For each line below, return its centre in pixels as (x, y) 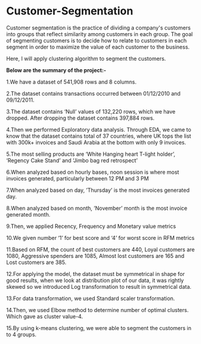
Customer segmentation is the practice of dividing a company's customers (98, 28)
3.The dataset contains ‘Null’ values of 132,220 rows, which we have (91, 111)
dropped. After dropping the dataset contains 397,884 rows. (80, 118)
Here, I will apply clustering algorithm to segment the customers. (86, 58)
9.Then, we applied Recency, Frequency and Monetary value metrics (91, 226)
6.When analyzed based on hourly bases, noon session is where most (93, 172)
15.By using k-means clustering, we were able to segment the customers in (99, 328)
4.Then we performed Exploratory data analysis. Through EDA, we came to (99, 129)
